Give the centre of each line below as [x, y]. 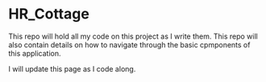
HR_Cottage [49, 14]
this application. [35, 53]
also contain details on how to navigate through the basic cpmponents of [129, 44]
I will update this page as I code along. [72, 68]
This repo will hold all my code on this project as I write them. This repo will [133, 36]
